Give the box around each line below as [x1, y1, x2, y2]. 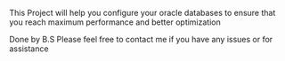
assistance [9, 43, 49, 54]
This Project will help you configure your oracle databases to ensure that [9, 8, 276, 18]
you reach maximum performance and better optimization [9, 17, 221, 27]
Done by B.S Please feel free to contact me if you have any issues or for [9, 34, 273, 44]
